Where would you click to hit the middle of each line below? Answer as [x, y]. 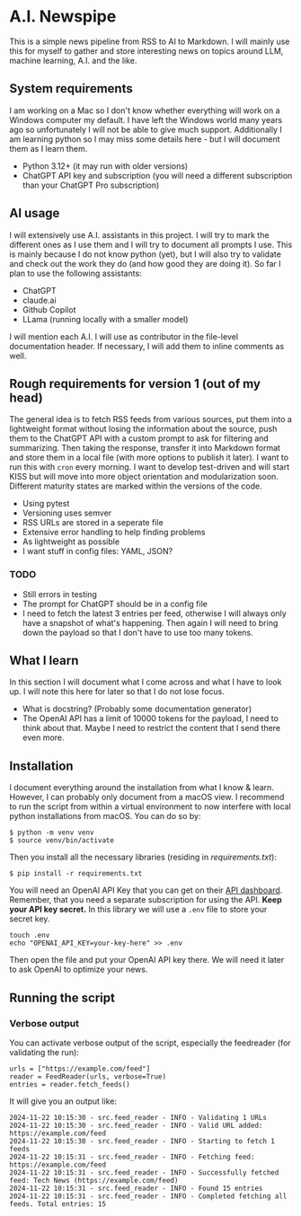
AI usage [35, 213]
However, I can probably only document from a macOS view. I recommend [147, 797]
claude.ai [39, 300]
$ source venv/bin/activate [62, 841]
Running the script [62, 997]
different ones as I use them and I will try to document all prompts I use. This [151, 244]
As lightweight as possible [71, 542]
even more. [43, 737]
